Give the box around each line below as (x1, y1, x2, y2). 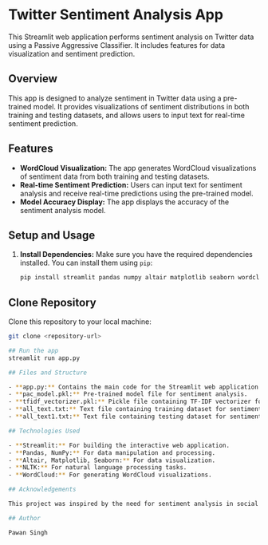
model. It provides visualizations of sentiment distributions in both (33, 101, 250, 111)
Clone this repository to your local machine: (8, 317, 152, 326)
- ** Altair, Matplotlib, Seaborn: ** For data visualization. (8, 456, 216, 464)
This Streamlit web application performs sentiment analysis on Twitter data (8, 32, 254, 41)
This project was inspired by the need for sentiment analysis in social (8, 500, 259, 508)
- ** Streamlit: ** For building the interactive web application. (8, 441, 230, 449)
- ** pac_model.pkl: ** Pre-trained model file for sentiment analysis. (8, 390, 248, 398)
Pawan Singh (8, 528, 48, 536)
